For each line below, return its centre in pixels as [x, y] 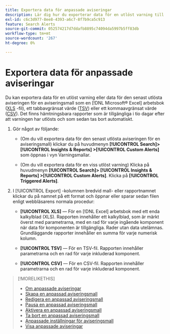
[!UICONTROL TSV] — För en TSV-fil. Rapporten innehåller [82, 248]
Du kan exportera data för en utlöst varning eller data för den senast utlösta [84, 97]
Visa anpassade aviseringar [54, 326]
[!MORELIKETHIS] [36, 278]
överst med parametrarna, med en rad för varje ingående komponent [92, 222]
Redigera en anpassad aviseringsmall [64, 299]
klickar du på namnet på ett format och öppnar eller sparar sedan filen [86, 196]
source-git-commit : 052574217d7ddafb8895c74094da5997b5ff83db [72, 29]
